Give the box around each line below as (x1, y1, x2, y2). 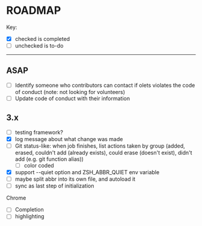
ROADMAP (6, 4, 61, 17)
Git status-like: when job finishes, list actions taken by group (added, (14, 142, 185, 149)
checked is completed (14, 35, 70, 42)
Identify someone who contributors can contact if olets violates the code (14, 81, 195, 89)
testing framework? (14, 128, 63, 136)
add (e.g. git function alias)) (14, 155, 84, 163)
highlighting (14, 213, 44, 220)
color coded (23, 162, 54, 169)
